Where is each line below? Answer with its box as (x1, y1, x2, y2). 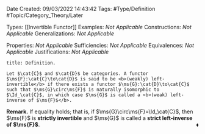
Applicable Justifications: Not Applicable (6, 48, 109, 55)
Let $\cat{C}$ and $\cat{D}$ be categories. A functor (6, 71, 149, 77)
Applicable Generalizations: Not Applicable (6, 30, 115, 37)
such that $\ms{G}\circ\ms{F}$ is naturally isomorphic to (6, 86, 160, 93)
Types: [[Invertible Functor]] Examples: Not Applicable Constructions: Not (6, 24, 192, 30)
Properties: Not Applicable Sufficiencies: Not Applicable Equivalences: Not (6, 42, 194, 49)
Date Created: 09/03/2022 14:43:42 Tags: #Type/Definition (6, 5, 156, 12)
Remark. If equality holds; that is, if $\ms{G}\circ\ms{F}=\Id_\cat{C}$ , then (6, 108, 193, 115)
